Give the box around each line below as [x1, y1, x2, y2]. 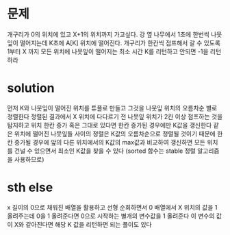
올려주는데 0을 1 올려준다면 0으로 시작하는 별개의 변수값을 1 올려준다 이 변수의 [7, 212, 215, 220]
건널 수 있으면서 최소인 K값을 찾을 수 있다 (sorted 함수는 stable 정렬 [14, 147, 196, 155]
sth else [7, 180, 53, 195]
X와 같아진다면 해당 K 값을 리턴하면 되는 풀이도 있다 [14, 220, 152, 228]
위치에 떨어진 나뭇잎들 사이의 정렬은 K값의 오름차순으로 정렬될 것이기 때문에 [14, 129, 216, 138]
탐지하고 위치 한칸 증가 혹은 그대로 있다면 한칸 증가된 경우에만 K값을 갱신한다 [7, 121, 212, 129]
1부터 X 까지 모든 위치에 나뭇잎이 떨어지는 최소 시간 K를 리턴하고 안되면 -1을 [7, 47, 209, 55]
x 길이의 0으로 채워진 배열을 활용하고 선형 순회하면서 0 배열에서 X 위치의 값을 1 [7, 203, 218, 211]
